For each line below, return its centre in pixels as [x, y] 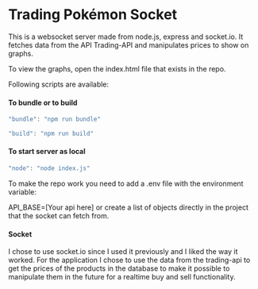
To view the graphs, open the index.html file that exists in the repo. [117, 68]
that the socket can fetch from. [59, 215]
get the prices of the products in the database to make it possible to [119, 268]
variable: [23, 191]
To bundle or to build [43, 102]
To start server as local [47, 152]
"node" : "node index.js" [49, 168]
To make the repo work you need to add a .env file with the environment [126, 183]
